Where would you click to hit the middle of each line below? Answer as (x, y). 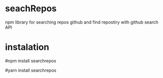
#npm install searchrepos (31, 61)
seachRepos (31, 9)
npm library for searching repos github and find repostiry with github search (82, 22)
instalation (27, 47)
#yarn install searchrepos (31, 70)
